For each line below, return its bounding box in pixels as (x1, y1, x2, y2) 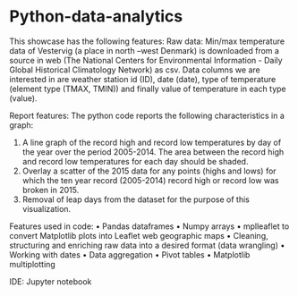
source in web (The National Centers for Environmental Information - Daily (9, 55, 284, 65)
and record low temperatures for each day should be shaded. (21, 156, 249, 166)
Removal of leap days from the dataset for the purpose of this (21, 194, 251, 205)
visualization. (21, 203, 72, 214)
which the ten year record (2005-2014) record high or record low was (21, 174, 279, 185)
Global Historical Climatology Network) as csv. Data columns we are (9, 64, 261, 75)
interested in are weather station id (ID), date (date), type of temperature (9, 73, 277, 84)
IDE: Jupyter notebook (9, 275, 92, 287)
